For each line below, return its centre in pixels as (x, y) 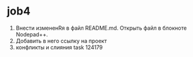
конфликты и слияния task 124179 (59, 47)
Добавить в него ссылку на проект (61, 41)
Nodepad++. (32, 34)
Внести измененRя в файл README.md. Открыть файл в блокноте (101, 28)
